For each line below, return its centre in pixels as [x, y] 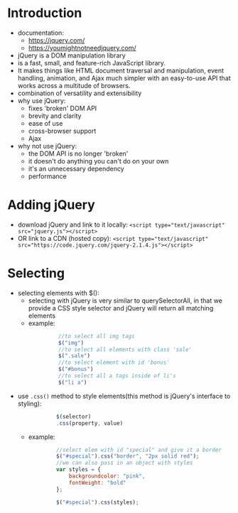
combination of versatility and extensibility [80, 93]
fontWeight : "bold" [97, 482]
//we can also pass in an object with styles [124, 463]
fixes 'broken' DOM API [63, 108]
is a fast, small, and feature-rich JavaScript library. [91, 63]
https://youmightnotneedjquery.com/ [82, 48]
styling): [29, 404]
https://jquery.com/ [56, 40]
